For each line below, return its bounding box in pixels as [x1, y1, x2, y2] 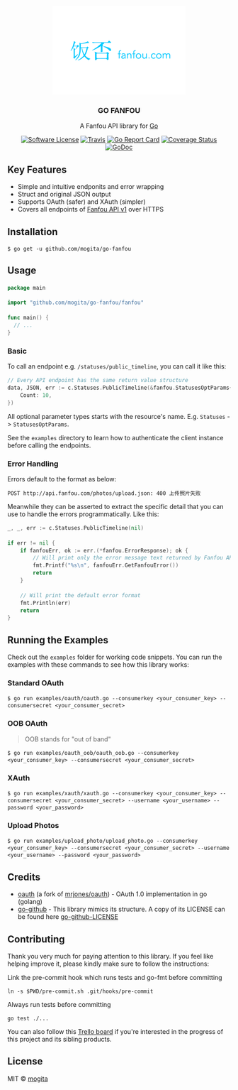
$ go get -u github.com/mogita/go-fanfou [7, 245, 132, 252]
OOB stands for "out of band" [24, 734, 111, 743]
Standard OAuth [7, 678, 64, 688]
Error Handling [7, 459, 59, 469]
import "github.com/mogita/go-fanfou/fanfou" [7, 299, 144, 307]
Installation [7, 226, 58, 238]
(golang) [17, 898, 42, 906]
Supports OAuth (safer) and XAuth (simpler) [17, 197, 146, 206]
